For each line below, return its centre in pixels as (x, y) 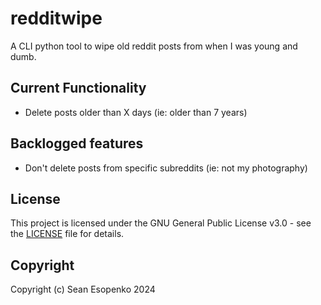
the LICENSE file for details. (67, 234)
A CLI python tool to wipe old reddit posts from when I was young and (154, 46)
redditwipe (56, 18)
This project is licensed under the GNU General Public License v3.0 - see (161, 223)
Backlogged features (77, 143)
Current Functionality (78, 88)
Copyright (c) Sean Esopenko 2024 (83, 289)
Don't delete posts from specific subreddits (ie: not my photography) (166, 168)
